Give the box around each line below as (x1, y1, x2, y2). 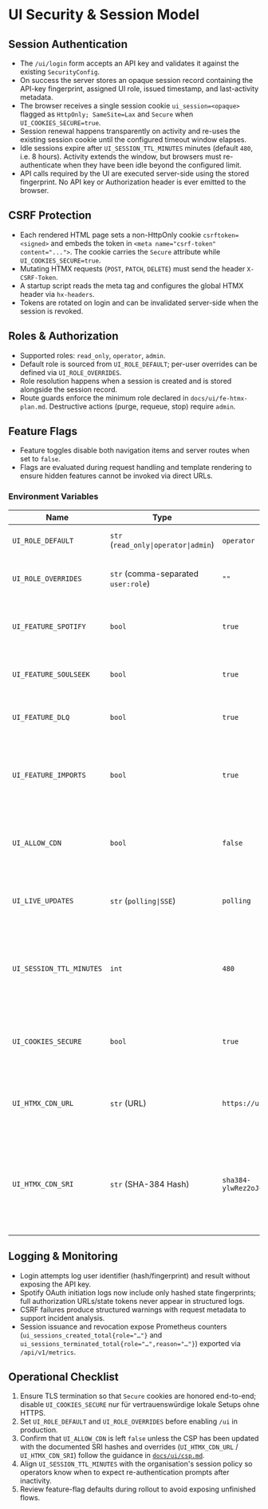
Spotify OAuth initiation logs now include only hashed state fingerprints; (19, 1287, 257, 1298)
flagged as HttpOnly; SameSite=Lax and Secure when (19, 109, 194, 119)
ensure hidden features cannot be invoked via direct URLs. (19, 471, 213, 480)
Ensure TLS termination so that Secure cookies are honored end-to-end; (19, 1391, 257, 1401)
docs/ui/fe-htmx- (190, 394, 248, 402)
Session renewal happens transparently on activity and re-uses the (19, 126, 241, 136)
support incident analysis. (19, 1313, 105, 1322)
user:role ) (110, 578, 150, 589)
